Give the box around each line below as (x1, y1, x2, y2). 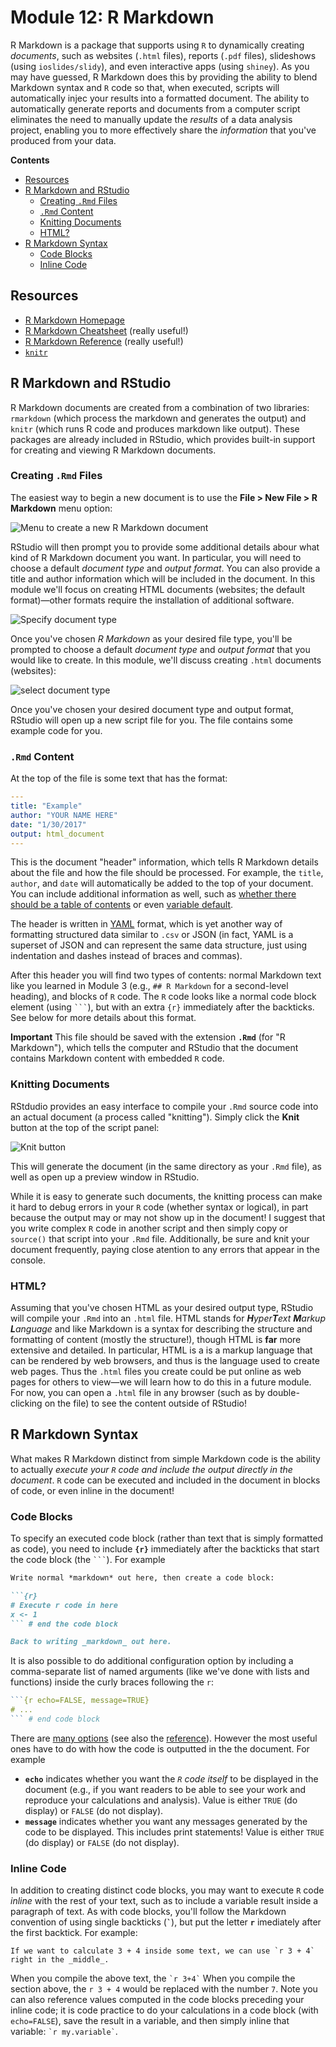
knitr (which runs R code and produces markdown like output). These (10, 422, 300, 435)
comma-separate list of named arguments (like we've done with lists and (10, 1666, 310, 1678)
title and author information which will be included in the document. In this (10, 572, 316, 585)
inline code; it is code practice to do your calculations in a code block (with (10, 2004, 319, 2016)
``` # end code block (10, 1714, 101, 1725)
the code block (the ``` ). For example (10, 1554, 166, 1566)
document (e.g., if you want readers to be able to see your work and (24, 1783, 307, 1795)
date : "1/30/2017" (10, 819, 87, 830)
